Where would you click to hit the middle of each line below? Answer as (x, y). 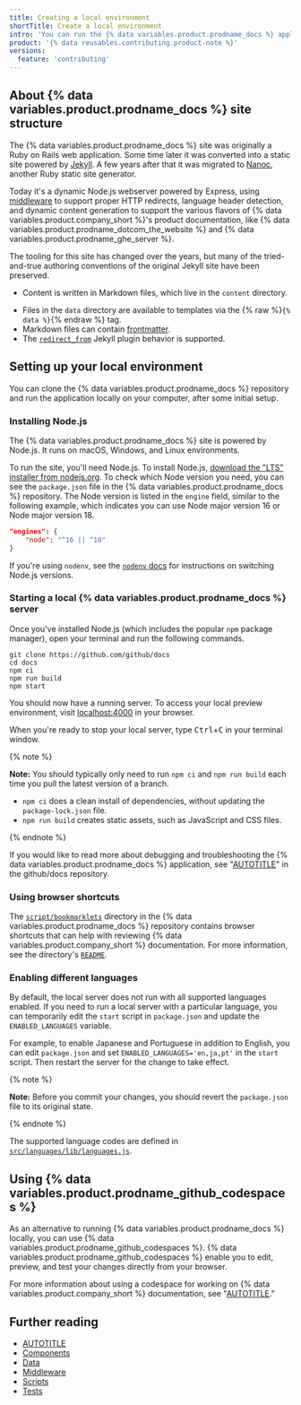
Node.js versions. (42, 575)
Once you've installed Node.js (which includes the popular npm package (141, 629)
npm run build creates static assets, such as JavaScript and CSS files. (152, 820)
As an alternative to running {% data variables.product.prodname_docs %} (147, 1228)
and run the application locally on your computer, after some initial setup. (144, 398)
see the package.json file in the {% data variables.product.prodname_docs (146, 486)
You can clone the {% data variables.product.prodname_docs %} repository (149, 388)
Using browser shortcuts (64, 897)
